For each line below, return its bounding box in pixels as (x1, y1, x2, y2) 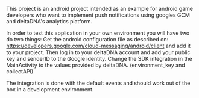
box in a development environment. (6, 86, 94, 93)
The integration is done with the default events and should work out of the (6, 79, 191, 87)
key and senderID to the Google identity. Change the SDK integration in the (6, 55, 192, 62)
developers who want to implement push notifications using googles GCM (6, 11, 190, 19)
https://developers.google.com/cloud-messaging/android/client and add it (6, 42, 191, 49)
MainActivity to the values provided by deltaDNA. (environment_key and (6, 61, 185, 69)
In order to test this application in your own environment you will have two (6, 29, 190, 37)
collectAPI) (6, 68, 34, 75)
